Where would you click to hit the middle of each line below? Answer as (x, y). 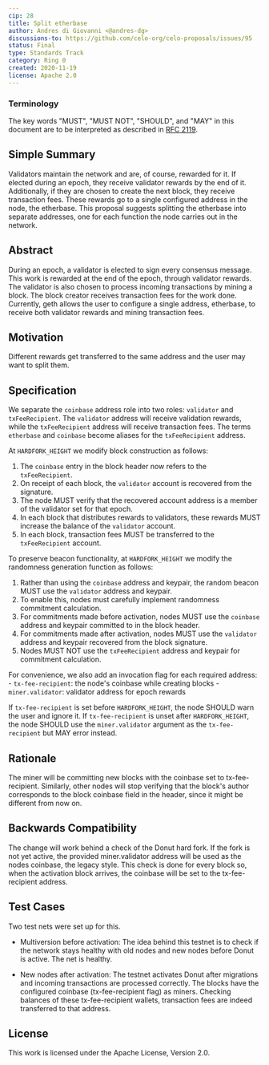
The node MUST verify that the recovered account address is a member (139, 500)
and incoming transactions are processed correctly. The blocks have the (139, 982)
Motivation (36, 337)
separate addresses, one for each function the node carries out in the (123, 217)
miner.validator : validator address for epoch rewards (97, 692)
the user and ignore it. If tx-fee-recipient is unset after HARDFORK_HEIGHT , (129, 716)
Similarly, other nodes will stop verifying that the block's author (145, 786)
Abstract (31, 251)
